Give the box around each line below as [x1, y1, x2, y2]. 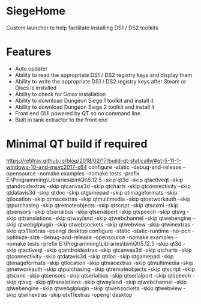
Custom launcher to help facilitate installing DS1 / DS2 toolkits [6, 24, 158, 31]
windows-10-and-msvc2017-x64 [6, 163, 87, 171]
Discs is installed [14, 84, 57, 91]
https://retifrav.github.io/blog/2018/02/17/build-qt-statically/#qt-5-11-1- [6, 157, 182, 164]
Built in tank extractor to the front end [14, 116, 108, 123]
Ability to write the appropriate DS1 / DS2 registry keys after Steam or [14, 78, 187, 85]
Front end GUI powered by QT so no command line [14, 109, 141, 117]
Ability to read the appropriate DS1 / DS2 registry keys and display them [14, 71, 193, 79]
